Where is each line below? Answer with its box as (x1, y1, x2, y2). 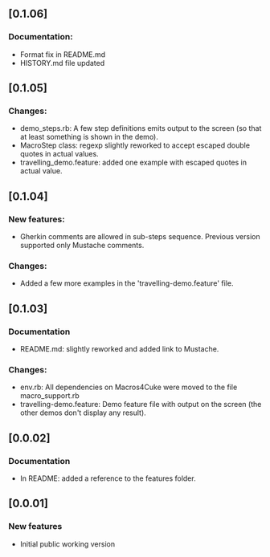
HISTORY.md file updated (19, 58, 105, 67)
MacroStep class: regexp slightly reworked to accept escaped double (19, 140, 251, 150)
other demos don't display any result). (19, 408, 146, 417)
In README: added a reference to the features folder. (19, 474, 196, 483)
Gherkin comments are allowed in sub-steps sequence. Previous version (19, 232, 260, 242)
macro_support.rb (19, 391, 80, 400)
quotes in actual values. (19, 149, 99, 159)
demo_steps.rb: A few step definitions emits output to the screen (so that (19, 124, 262, 133)
